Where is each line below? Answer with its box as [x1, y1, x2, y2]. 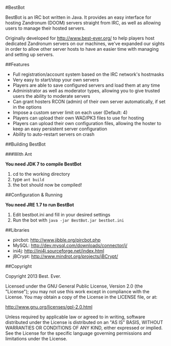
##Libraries [5, 227, 30, 233]
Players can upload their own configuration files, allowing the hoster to [12, 120, 162, 126]
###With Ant [5, 151, 32, 157]
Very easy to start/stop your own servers [12, 77, 99, 83]
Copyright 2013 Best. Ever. [5, 273, 61, 279]
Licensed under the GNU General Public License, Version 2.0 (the [5, 283, 143, 289]
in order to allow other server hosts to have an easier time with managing [5, 46, 159, 52]
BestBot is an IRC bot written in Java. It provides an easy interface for [5, 14, 152, 20]
